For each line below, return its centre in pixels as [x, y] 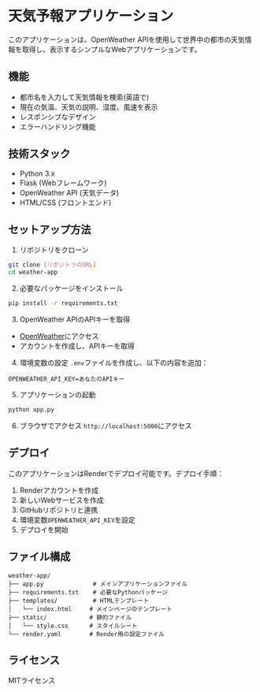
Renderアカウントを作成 [59, 490]
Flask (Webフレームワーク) [63, 183]
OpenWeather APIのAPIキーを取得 [74, 319]
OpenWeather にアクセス [59, 336]
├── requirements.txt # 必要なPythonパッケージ [88, 592]
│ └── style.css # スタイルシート [73, 626]
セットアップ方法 [50, 229]
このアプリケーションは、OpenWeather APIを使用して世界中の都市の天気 [127, 39]
